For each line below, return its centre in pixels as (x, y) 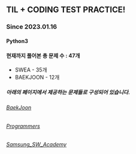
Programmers (23, 126)
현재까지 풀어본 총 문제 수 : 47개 (43, 56)
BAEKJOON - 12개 (37, 78)
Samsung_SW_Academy (37, 144)
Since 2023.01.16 (32, 27)
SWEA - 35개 (31, 70)
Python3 (17, 41)
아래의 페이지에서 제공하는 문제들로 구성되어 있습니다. (68, 92)
